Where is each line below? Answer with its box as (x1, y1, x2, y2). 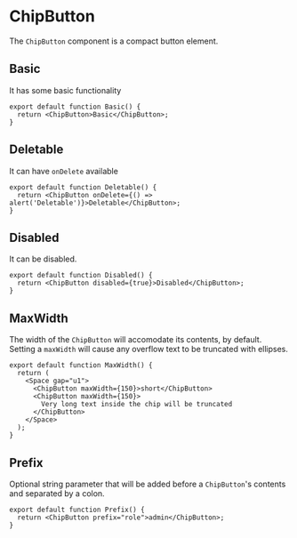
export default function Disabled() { (9, 271, 153, 280)
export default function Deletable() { (9, 182, 157, 192)
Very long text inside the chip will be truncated (41, 400, 233, 409)
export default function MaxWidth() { (9, 361, 153, 370)
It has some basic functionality (9, 84, 122, 95)
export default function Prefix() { (9, 505, 145, 514)
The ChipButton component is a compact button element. (9, 36, 219, 46)
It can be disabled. (9, 253, 77, 264)
